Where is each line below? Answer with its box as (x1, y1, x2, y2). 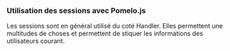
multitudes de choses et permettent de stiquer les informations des (6, 29, 204, 38)
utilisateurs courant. (6, 37, 65, 45)
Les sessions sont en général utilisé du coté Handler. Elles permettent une (6, 22, 223, 30)
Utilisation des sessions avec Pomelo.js (6, 6, 146, 16)
